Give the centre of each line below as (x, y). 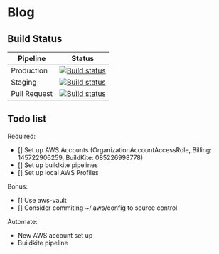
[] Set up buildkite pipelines (58, 165)
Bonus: (18, 186)
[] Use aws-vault (42, 200)
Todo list (27, 119)
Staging (24, 82)
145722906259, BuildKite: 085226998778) (80, 157)
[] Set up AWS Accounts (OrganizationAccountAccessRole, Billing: (114, 149)
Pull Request (32, 94)
